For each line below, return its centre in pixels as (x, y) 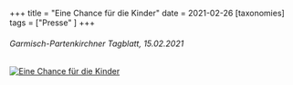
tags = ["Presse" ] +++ (52, 23)
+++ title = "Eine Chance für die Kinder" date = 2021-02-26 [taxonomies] (147, 13)
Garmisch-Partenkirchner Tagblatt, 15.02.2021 (97, 43)
